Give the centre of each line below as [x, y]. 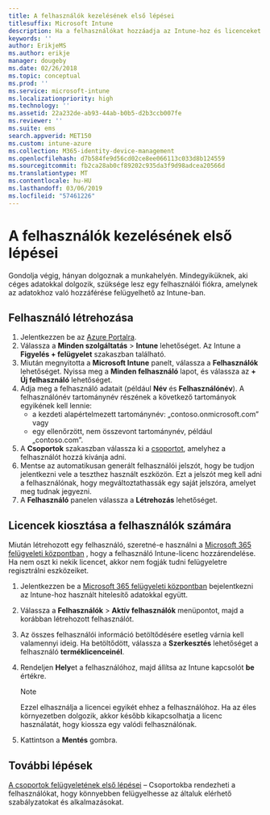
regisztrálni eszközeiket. [49, 570]
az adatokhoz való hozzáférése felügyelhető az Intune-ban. [107, 292]
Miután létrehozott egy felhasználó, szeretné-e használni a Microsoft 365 [130, 545]
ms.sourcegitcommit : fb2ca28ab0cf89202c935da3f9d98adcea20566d [117, 166]
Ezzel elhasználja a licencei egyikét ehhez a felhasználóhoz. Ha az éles [138, 708]
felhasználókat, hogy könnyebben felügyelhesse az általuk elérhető [120, 793]
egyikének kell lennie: [56, 406]
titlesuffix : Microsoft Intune [61, 23]
